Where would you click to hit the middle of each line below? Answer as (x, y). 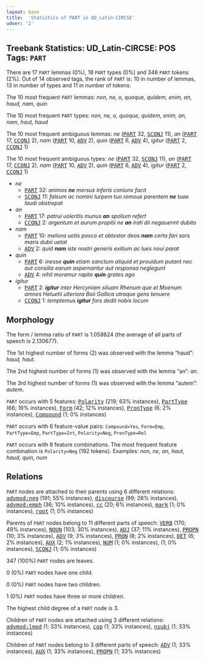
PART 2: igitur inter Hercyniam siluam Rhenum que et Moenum (103, 287)
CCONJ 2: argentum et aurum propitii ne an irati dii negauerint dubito (110, 223)
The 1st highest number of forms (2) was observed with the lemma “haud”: (100, 353)
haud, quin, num (27, 457)
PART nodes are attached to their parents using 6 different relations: (91, 491)
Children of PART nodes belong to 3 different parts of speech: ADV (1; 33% (99, 644)
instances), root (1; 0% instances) (50, 511)
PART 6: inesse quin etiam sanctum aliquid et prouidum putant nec (108, 262)
